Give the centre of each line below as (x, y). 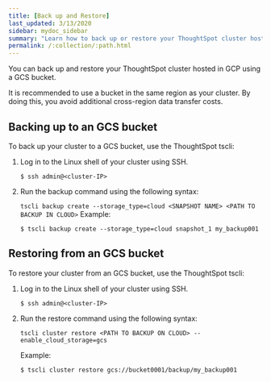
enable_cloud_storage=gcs (63, 340)
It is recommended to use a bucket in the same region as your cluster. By (129, 93)
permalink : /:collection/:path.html (70, 46)
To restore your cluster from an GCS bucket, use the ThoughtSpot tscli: (126, 273)
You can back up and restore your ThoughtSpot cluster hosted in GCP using (134, 69)
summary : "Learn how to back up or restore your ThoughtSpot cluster (128, 38)
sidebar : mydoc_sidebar (48, 31)
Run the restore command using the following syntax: (108, 318)
